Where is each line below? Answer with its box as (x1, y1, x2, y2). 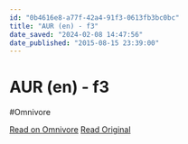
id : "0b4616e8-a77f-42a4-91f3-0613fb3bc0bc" (9, 13, 180, 22)
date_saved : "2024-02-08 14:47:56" (9, 30, 144, 39)
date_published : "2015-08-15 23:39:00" (9, 38, 160, 48)
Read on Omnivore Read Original (9, 124, 131, 135)
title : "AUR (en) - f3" (9, 22, 99, 31)
